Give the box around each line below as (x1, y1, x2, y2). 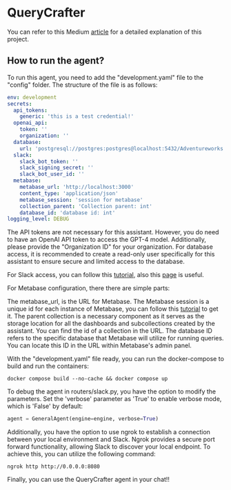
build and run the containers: (7, 362, 90, 370)
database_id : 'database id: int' (19, 209, 116, 216)
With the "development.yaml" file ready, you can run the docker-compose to (7, 355, 224, 363)
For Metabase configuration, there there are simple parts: (7, 284, 170, 292)
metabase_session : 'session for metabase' (19, 196, 143, 203)
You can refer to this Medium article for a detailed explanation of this (7, 28, 202, 36)
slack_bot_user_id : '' (19, 171, 85, 178)
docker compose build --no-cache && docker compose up (7, 376, 168, 382)
